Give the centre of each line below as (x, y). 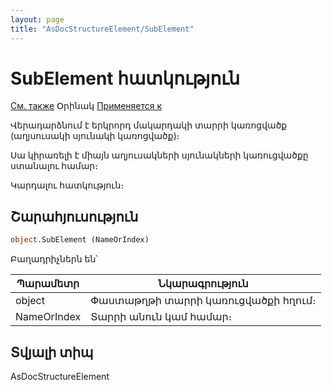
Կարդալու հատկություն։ (67, 185)
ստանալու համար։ (54, 166)
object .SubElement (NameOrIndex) (80, 240)
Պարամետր (48, 284)
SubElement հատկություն (125, 78)
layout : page (37, 19)
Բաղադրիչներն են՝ (54, 259)
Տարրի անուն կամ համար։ (161, 317)
